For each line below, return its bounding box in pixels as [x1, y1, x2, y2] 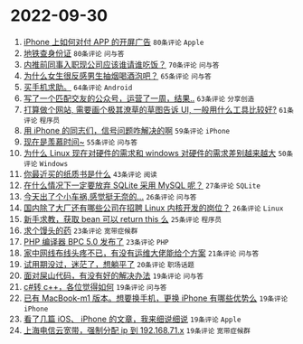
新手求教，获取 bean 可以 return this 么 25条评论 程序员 [23, 213, 223, 224]
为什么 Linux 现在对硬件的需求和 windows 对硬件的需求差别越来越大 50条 [23, 147, 293, 158]
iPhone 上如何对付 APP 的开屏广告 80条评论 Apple [23, 36, 204, 47]
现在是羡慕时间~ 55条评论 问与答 [23, 136, 138, 147]
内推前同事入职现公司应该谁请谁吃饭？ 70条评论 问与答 [23, 59, 220, 70]
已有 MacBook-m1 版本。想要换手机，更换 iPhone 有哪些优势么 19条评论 [23, 293, 289, 303]
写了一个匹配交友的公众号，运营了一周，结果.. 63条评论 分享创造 [23, 92, 255, 104]
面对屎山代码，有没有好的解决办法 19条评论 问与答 [23, 270, 204, 281]
